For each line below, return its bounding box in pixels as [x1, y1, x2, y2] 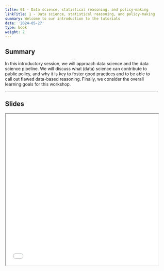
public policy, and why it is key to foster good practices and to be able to [5, 71, 150, 77]
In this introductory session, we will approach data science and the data [5, 60, 149, 66]
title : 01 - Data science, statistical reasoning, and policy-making [5, 7, 149, 12]
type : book [5, 25, 27, 30]
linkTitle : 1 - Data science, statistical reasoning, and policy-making [5, 12, 155, 17]
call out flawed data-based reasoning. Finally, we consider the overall [5, 76, 144, 82]
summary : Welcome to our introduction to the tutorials [5, 16, 120, 21]
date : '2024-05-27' [5, 20, 45, 26]
